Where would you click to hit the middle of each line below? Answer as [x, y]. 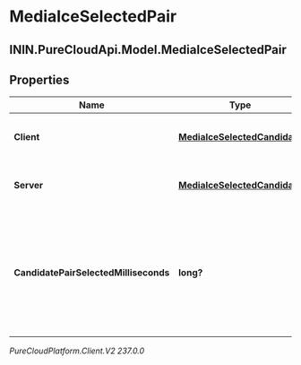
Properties [39, 79]
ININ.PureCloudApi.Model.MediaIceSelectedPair [148, 50]
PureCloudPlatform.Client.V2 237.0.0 [77, 351]
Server [29, 186]
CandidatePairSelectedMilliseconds [92, 273]
